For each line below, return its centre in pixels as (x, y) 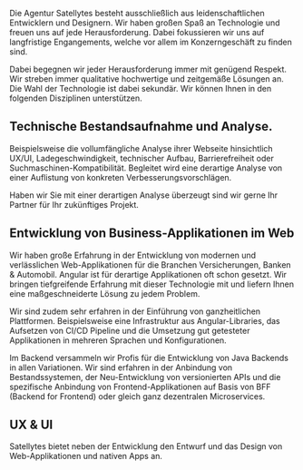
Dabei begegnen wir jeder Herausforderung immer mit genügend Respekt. (148, 69)
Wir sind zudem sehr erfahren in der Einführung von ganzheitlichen (135, 311)
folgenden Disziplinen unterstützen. (76, 98)
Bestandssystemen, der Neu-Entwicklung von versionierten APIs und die (145, 377)
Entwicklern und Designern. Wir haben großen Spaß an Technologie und (145, 23)
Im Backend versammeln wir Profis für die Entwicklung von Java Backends (149, 357)
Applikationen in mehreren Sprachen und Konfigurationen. (118, 340)
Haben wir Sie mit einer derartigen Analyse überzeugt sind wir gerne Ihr (144, 195)
